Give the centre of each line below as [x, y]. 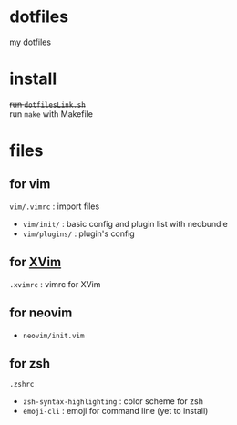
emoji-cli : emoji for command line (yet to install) [115, 411]
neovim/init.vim [53, 336]
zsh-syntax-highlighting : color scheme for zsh [113, 401]
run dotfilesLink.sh [48, 104]
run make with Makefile [52, 114]
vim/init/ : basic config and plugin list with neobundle [125, 223]
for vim [30, 184]
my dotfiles [31, 42]
